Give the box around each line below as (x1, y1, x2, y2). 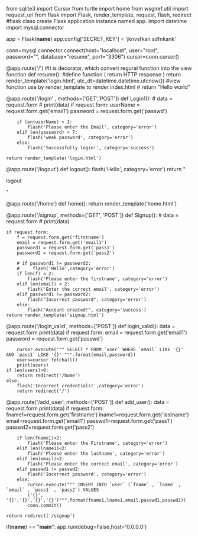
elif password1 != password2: (17, 291, 92, 297)
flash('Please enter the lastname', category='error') (27, 451, 165, 457)
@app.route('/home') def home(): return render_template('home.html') (6, 200, 177, 207)
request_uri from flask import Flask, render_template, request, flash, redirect (6, 11, 192, 18)
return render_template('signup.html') (6, 312, 105, 318)
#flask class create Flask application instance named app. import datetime (6, 18, 187, 24)
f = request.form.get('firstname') (17, 235, 105, 240)
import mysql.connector (6, 24, 65, 31)
